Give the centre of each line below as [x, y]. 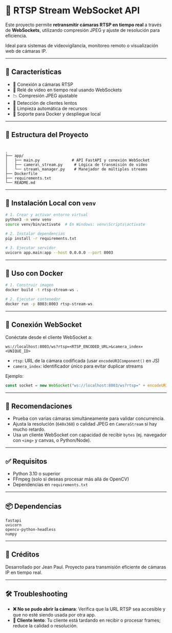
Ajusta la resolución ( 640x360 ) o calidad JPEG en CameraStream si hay [85, 424]
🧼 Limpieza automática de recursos [50, 108]
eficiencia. [16, 35]
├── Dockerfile [21, 174]
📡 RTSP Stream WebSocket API [72, 11]
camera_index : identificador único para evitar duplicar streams [78, 366]
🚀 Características [34, 72]
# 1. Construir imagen [29, 285]
